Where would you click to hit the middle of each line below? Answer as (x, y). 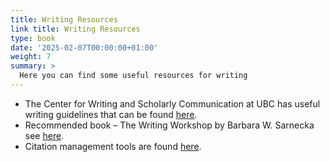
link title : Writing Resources (75, 29)
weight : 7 (31, 57)
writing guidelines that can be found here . (111, 114)
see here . (44, 135)
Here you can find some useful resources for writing (133, 76)
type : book (33, 38)
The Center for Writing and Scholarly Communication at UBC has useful (172, 103)
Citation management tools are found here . (113, 146)
